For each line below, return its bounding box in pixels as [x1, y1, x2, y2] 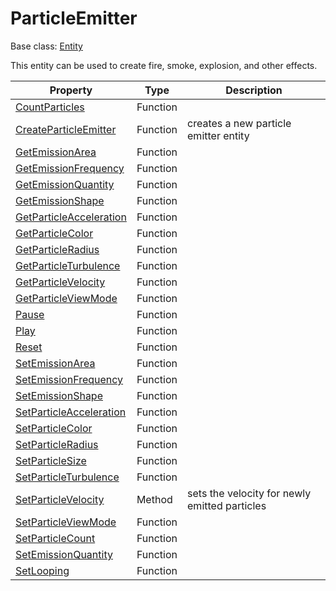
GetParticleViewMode [15, 291, 118, 305]
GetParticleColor [15, 226, 94, 240]
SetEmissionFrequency [15, 372, 124, 386]
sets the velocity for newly [187, 486, 312, 500]
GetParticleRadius [15, 242, 100, 256]
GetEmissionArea [15, 145, 97, 159]
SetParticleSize [15, 453, 87, 467]
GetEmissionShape [15, 193, 105, 207]
